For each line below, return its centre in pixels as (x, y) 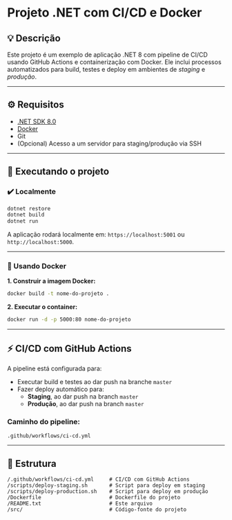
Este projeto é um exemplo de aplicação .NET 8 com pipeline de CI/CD (108, 54)
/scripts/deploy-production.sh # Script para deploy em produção (108, 492)
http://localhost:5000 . (41, 242)
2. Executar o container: (42, 307)
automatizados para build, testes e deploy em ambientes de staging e (106, 69)
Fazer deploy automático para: (61, 389)
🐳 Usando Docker (37, 266)
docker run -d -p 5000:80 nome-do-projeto (69, 320)
